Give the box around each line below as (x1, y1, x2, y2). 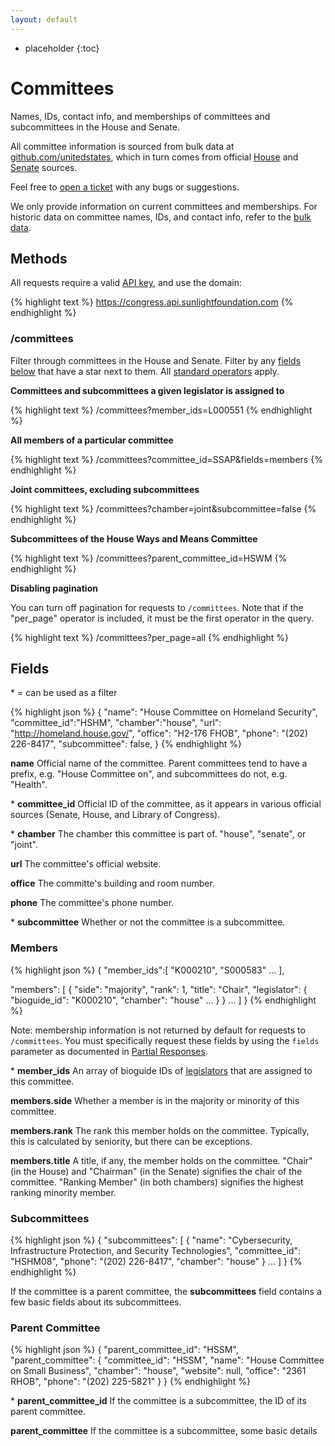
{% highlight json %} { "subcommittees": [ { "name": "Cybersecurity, (10, 1234, 293, 1246)
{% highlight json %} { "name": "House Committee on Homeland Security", (10, 706, 318, 718)
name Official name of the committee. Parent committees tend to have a (10, 757, 308, 770)
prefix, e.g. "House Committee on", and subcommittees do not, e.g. (10, 768, 288, 780)
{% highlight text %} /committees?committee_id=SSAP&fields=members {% (10, 453, 323, 465)
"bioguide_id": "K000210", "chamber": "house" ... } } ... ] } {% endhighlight (10, 994, 317, 1006)
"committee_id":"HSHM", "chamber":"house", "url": (10, 717, 222, 729)
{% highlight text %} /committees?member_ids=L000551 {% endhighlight (10, 404, 313, 416)
